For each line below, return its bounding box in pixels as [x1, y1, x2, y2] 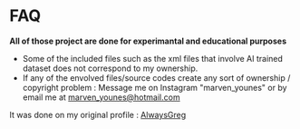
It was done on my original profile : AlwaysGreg [9, 109, 187, 120]
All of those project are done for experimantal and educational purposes [9, 35, 287, 46]
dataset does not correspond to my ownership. [22, 63, 198, 74]
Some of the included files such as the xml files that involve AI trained [22, 53, 284, 64]
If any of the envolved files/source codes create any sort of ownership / [22, 72, 291, 83]
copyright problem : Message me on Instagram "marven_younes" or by [22, 82, 287, 93]
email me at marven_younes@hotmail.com [22, 92, 180, 103]
